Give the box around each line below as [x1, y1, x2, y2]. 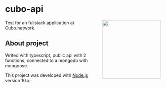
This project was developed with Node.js [5, 72, 88, 78]
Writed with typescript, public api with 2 [5, 52, 86, 58]
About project [5, 39, 48, 48]
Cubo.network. [5, 25, 36, 30]
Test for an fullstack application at [5, 20, 75, 26]
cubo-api [5, 3, 43, 15]
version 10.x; [5, 77, 31, 83]
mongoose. [5, 62, 28, 68]
